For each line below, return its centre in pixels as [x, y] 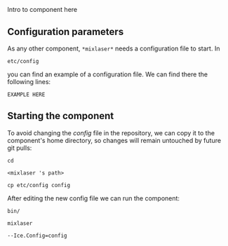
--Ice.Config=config [38, 235]
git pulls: [20, 148]
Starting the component [61, 116]
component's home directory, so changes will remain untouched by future [114, 140]
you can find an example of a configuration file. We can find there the [108, 74]
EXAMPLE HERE [26, 95]
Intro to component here [42, 10]
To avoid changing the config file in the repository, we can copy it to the [111, 132]
